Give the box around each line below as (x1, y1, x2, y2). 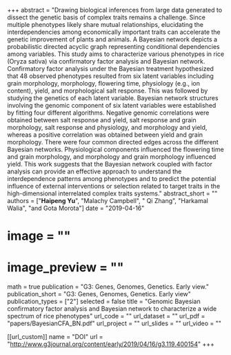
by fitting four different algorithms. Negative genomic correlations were (7, 108, 210, 117)
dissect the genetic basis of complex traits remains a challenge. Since (7, 13, 205, 21)
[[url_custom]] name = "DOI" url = (7, 333, 103, 341)
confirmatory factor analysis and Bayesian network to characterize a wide (7, 305, 217, 313)
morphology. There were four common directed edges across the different (7, 138, 219, 146)
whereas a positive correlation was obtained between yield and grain (7, 131, 203, 139)
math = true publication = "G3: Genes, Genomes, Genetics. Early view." (7, 282, 209, 291)
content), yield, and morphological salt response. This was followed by (7, 86, 208, 95)
